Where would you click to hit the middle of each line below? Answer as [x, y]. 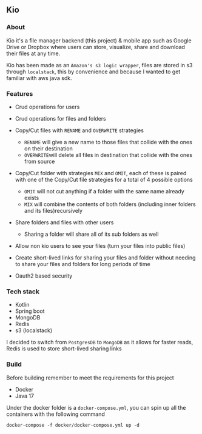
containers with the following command [56, 414]
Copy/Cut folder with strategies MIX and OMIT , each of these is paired [101, 173]
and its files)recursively [53, 210]
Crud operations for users [47, 107]
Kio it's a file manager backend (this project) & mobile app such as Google [99, 40]
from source [39, 161]
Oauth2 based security [44, 276]
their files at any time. [33, 53]
